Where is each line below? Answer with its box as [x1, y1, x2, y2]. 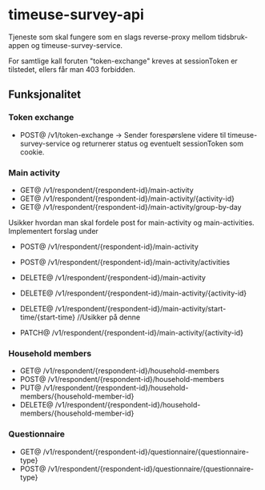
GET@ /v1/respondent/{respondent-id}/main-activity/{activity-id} [19, 194, 235, 203]
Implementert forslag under [8, 226, 98, 235]
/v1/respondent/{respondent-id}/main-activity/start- [54, 303, 227, 313]
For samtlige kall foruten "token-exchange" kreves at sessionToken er [8, 56, 238, 66]
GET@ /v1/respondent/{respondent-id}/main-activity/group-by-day [19, 202, 242, 211]
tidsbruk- [217, 32, 248, 42]
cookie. [19, 147, 45, 157]
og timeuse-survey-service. [30, 40, 122, 50]
